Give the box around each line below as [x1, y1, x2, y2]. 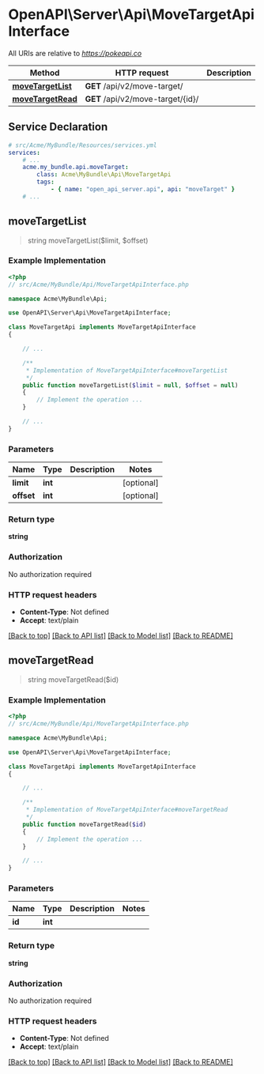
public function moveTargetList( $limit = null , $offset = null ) [22, 381, 239, 389]
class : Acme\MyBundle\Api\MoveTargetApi [36, 171, 172, 179]
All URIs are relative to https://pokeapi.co [8, 48, 142, 58]
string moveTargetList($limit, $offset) [27, 236, 149, 245]
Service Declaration [8, 120, 108, 134]
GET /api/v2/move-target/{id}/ [85, 93, 199, 104]
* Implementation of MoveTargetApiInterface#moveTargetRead [25, 806, 228, 814]
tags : [36, 178, 55, 187]
